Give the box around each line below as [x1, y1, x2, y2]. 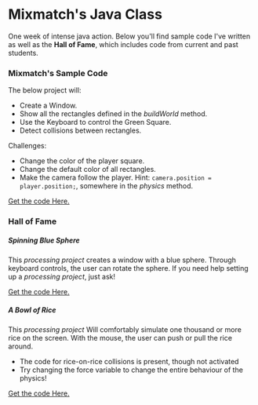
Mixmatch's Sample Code [8, 67, 108, 78]
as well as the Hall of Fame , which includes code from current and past [8, 39, 239, 49]
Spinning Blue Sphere [8, 235, 80, 245]
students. [8, 48, 39, 57]
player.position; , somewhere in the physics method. [19, 181, 194, 191]
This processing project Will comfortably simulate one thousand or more [8, 325, 242, 334]
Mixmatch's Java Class [8, 5, 163, 24]
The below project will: [8, 86, 82, 95]
